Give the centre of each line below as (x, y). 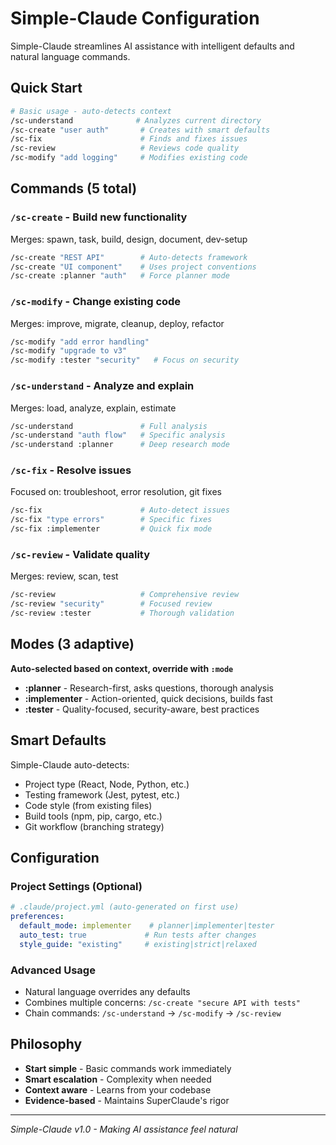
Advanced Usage (53, 970)
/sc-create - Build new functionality (99, 217)
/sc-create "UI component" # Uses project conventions (133, 267)
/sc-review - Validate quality (80, 554)
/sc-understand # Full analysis (109, 426)
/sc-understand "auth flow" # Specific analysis (118, 435)
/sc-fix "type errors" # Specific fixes (111, 520)
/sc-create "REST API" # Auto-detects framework (129, 257)
